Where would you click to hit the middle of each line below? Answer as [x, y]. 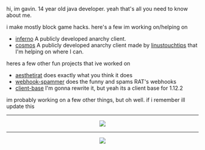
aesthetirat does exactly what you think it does [74, 75]
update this [20, 106]
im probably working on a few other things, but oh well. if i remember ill [96, 100]
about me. [19, 15]
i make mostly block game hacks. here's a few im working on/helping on [97, 27]
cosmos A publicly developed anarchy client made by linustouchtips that [106, 45]
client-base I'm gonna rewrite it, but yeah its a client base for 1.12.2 [99, 88]
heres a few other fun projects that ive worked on [68, 63]
